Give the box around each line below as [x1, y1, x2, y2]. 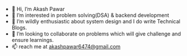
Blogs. [11, 24, 27, 31]
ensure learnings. [11, 37, 54, 43]
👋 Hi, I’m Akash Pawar [11, 6, 65, 12]
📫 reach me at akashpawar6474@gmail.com [11, 43, 121, 50]
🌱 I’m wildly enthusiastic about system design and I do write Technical [11, 18, 181, 24]
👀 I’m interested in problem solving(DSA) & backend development [11, 12, 169, 19]
